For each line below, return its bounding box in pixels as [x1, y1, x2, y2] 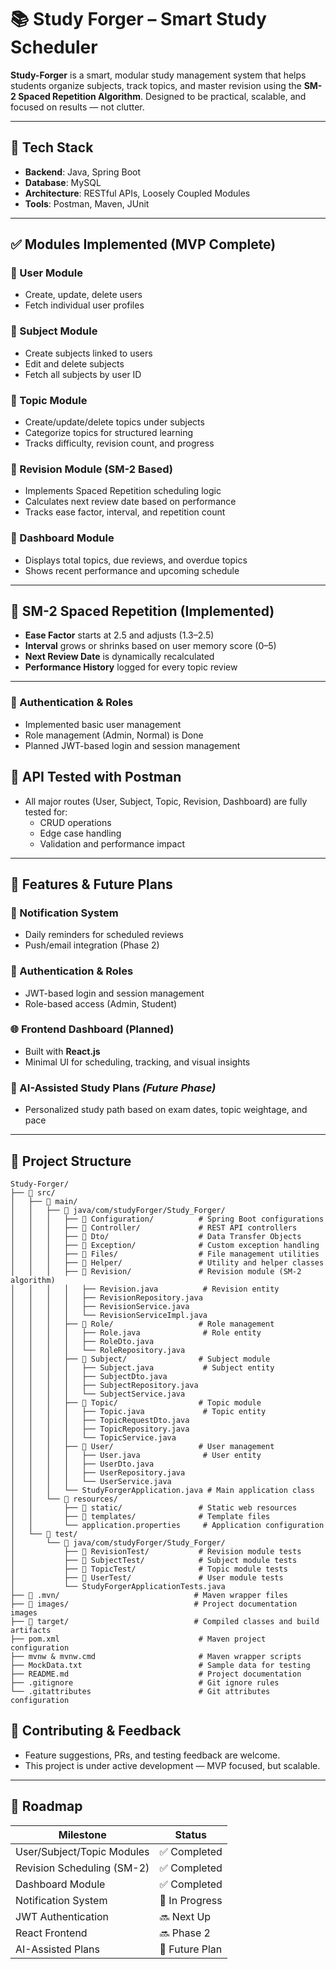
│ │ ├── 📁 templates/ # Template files [10, 1511, 271, 1521]
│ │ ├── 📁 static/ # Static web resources [10, 1502, 298, 1513]
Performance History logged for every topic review [24, 661, 238, 673]
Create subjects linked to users [24, 347, 153, 359]
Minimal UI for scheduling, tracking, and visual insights [24, 1056, 251, 1068]
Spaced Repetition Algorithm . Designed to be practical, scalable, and [18, 90, 307, 102]
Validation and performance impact [39, 837, 186, 850]
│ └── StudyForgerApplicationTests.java [10, 1581, 226, 1591]
